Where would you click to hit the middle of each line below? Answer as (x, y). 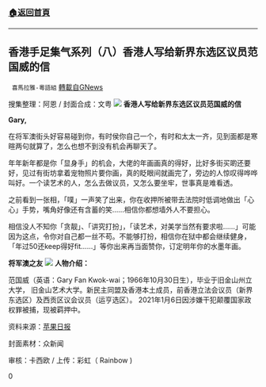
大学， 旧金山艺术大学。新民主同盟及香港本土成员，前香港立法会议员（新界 (131, 290)
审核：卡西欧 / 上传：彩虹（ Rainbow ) (70, 360)
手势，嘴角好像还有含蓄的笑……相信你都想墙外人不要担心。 (118, 210)
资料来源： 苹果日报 (40, 327)
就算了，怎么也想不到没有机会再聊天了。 (95, 146)
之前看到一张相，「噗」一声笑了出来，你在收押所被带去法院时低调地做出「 (128, 200)
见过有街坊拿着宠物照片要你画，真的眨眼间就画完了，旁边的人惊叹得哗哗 (140, 173)
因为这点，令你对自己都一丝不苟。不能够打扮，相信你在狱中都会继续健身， (129, 236)
